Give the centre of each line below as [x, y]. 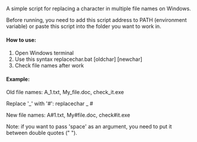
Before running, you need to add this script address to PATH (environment [96, 20]
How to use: [21, 40]
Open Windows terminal [44, 53]
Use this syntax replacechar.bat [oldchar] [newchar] [78, 59]
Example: [18, 79]
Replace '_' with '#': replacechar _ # [50, 104]
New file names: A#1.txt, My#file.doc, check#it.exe [68, 115]
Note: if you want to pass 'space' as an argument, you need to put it [89, 127]
